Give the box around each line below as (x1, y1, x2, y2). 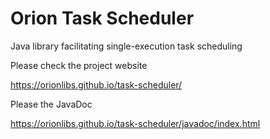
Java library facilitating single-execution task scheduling (10, 40, 243, 52)
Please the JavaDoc (10, 98, 93, 110)
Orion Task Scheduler (10, 7, 195, 30)
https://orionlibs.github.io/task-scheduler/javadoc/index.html (10, 117, 261, 129)
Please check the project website (10, 59, 148, 71)
